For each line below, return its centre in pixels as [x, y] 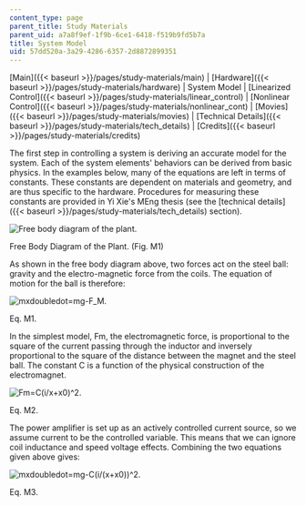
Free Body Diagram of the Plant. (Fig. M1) [87, 247]
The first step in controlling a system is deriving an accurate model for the [148, 153]
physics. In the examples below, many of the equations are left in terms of [148, 173]
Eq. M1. [23, 318]
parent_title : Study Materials [69, 26]
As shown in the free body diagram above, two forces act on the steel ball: [149, 264]
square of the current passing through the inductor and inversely [131, 346]
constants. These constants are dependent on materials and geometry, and [151, 182]
